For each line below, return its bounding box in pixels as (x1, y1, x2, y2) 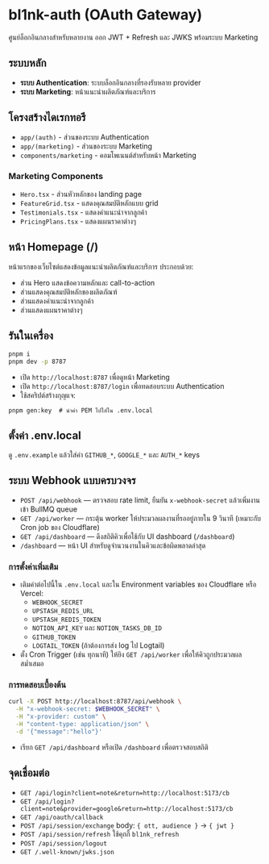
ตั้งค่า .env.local (8, 428, 82, 442)
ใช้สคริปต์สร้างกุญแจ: (19, 390, 77, 400)
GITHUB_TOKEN (31, 633, 77, 642)
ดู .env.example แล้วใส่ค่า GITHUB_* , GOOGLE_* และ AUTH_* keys (8, 450, 200, 460)
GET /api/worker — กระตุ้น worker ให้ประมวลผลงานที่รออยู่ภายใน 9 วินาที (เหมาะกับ (19, 513, 262, 523)
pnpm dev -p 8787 (8, 357, 67, 366)
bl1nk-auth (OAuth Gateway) (8, 6, 203, 24)
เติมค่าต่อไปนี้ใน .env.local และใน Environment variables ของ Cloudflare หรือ (19, 579, 257, 590)
